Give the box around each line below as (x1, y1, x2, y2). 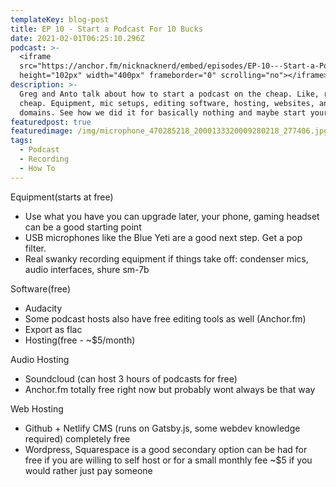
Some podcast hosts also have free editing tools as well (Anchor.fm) (24, 312, 307, 325)
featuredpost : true (10, 117, 92, 127)
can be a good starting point (24, 221, 142, 233)
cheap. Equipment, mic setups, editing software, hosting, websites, (19, 98, 315, 108)
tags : (10, 136, 33, 146)
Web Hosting (10, 402, 64, 415)
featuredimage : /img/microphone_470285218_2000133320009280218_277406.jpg (10, 126, 329, 136)
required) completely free (24, 432, 131, 445)
